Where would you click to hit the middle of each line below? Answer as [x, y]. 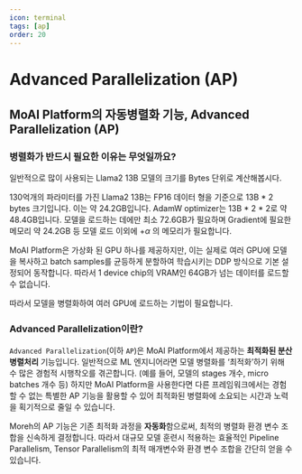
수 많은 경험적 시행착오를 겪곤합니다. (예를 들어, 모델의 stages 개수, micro [139, 373]
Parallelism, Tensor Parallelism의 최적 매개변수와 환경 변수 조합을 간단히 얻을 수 [151, 449]
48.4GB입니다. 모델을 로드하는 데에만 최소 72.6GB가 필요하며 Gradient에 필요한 [150, 220]
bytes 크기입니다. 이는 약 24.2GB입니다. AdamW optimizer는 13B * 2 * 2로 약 [148, 209]
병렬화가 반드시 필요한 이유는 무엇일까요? [93, 156]
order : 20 [28, 34]
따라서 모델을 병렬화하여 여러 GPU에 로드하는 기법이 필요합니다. [121, 303]
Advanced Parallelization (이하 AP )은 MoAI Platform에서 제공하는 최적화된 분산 [151, 350]
